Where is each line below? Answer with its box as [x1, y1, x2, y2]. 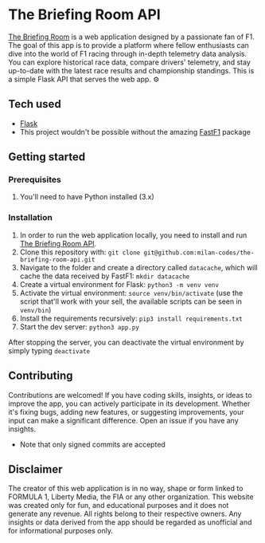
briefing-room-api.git [19, 255, 95, 264]
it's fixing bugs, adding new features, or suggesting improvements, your [8, 407, 244, 416]
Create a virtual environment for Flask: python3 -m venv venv [19, 279, 219, 289]
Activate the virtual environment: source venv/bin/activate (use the [19, 288, 244, 297]
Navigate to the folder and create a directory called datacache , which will [19, 262, 258, 272]
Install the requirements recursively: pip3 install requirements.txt [19, 313, 243, 323]
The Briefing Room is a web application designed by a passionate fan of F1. [8, 32, 255, 41]
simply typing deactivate [8, 345, 90, 356]
